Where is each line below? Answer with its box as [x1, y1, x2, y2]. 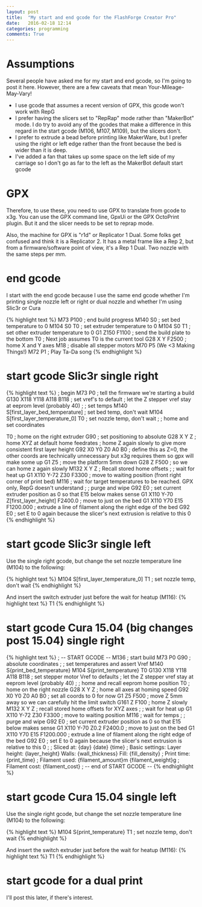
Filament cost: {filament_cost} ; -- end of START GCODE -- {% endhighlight [6, 762, 194, 770]
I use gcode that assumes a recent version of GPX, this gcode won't [14, 102, 185, 109]
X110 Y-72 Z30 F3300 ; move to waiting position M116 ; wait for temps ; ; [6, 711, 186, 718]
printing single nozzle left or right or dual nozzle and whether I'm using [6, 298, 182, 305]
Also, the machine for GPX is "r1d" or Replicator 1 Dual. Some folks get [6, 232, 181, 238]
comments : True [6, 31, 45, 37]
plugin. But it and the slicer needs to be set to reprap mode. [6, 220, 154, 227]
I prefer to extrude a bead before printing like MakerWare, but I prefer [14, 134, 188, 141]
